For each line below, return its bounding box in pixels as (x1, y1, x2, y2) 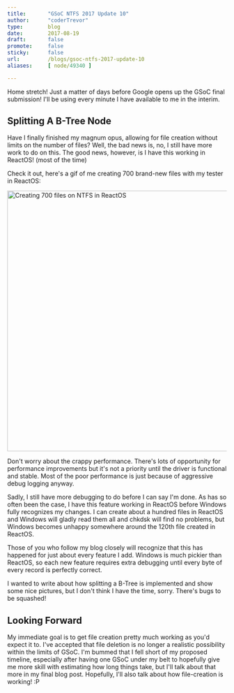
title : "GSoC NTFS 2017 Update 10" (7, 10, 130, 17)
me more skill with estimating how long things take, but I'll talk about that (7, 663, 216, 671)
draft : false (7, 36, 64, 43)
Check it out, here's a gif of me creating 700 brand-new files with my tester (7, 169, 224, 178)
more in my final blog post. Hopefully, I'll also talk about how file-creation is (7, 670, 224, 678)
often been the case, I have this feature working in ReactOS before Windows (7, 500, 227, 509)
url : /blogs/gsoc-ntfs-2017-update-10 (7, 56, 145, 63)
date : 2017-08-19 (7, 29, 79, 37)
